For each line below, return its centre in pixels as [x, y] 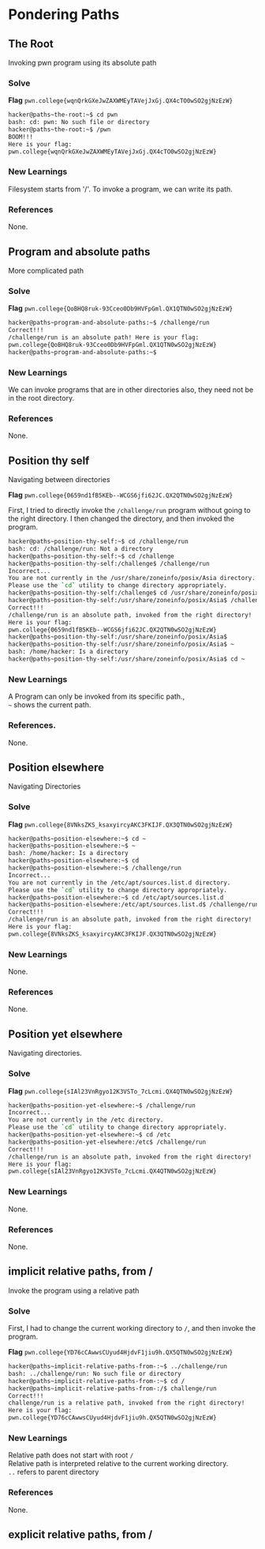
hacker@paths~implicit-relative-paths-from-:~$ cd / [97, 1381]
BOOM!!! [21, 137]
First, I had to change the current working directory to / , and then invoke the [132, 1329]
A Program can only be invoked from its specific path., [97, 696]
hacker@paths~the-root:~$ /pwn [60, 130]
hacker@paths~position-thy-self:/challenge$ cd [88, 593]
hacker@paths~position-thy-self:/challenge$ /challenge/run [109, 563]
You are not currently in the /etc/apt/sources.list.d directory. [119, 883]
